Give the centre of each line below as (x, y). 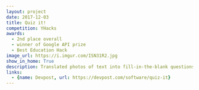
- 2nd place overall (37, 39)
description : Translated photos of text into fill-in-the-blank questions (100, 67)
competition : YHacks (32, 28)
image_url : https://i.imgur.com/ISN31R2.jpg (62, 56)
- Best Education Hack (39, 50)
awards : (16, 34)
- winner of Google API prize (49, 45)
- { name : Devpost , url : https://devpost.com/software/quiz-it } (91, 78)
